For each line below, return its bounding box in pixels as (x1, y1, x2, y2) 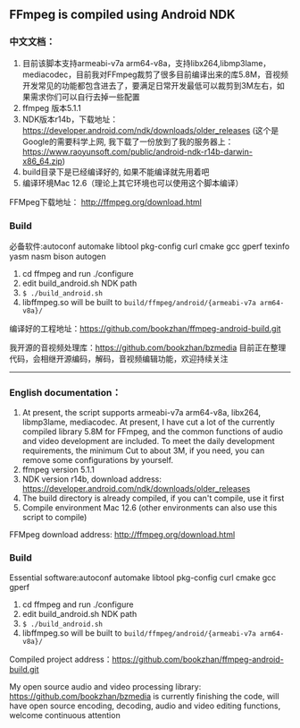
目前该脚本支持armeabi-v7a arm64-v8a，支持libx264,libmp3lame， (21, 57, 271, 68)
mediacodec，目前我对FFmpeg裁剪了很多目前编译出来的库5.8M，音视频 (21, 69, 288, 80)
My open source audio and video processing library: (9, 681, 202, 692)
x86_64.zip (21, 156, 62, 167)
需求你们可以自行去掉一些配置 (29, 91, 140, 102)
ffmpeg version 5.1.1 (21, 465, 96, 475)
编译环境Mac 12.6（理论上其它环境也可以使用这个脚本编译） (21, 177, 244, 188)
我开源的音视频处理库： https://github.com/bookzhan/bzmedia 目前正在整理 (9, 342, 287, 353)
